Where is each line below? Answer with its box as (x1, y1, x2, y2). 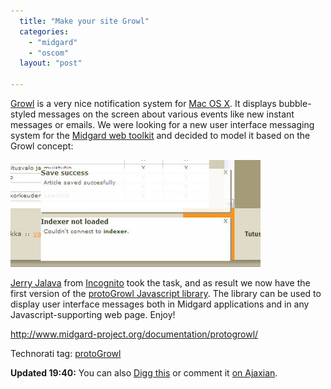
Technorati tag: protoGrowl (10, 348, 122, 359)
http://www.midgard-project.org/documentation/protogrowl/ (10, 328, 259, 340)
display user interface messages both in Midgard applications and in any (10, 298, 310, 310)
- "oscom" (28, 48, 70, 58)
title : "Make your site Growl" (19, 16, 150, 26)
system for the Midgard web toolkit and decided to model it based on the (10, 130, 311, 141)
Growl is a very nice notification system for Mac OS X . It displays (10, 98, 277, 109)
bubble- (278, 98, 312, 109)
